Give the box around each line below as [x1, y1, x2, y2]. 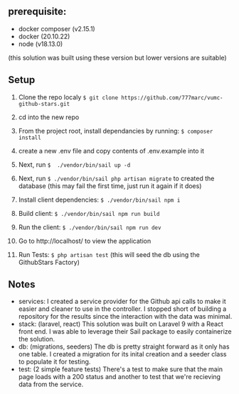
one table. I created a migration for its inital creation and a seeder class [18, 350, 227, 359]
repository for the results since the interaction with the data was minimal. [18, 312, 233, 321]
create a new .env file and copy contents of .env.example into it [18, 146, 205, 155]
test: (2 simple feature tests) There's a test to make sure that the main [18, 365, 223, 373]
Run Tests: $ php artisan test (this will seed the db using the [18, 250, 200, 258]
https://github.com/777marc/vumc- [121, 94, 223, 102]
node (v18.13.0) [18, 39, 63, 48]
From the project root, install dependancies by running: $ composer [18, 126, 213, 135]
